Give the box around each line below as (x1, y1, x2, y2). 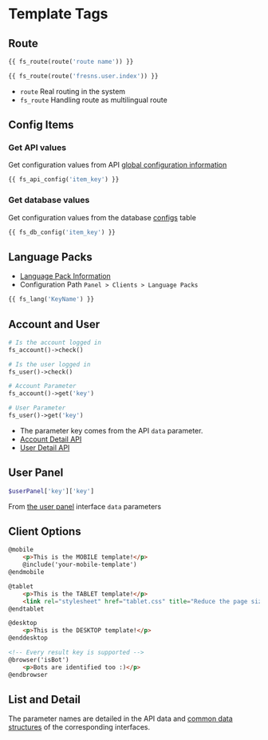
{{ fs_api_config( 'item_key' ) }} (8, 176, 120, 184)
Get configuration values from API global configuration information (8, 160, 227, 170)
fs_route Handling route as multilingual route (19, 95, 167, 105)
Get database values (8, 195, 90, 206)
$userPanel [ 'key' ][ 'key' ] (8, 487, 94, 495)
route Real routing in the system (19, 86, 126, 96)
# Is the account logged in (8, 338, 102, 346)
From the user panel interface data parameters (8, 501, 162, 511)
